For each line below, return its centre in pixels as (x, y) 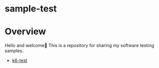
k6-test (20, 60)
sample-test (31, 9)
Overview (25, 32)
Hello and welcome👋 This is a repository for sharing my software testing (79, 45)
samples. (14, 51)
